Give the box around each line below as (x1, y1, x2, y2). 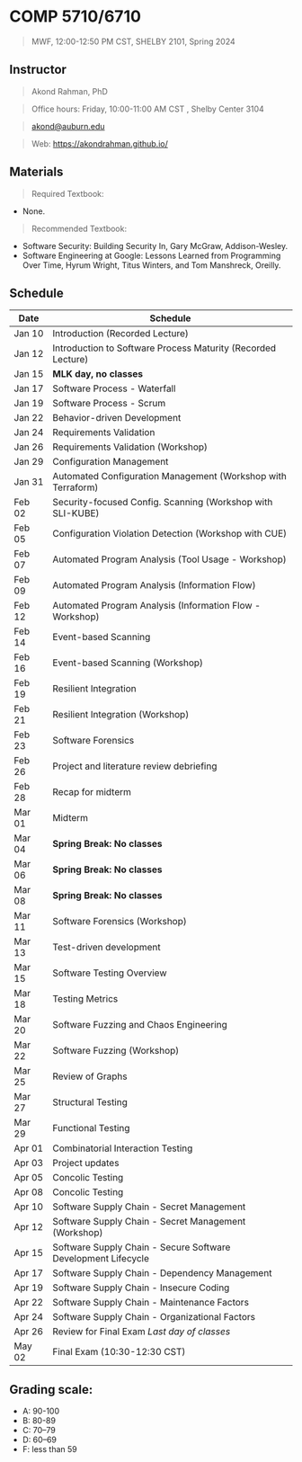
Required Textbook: (31, 188, 105, 199)
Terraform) (52, 481, 99, 494)
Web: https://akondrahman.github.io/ (31, 138, 168, 149)
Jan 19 (13, 397, 44, 410)
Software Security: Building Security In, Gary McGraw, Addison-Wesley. (22, 240, 289, 251)
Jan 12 (13, 348, 44, 361)
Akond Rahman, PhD (31, 85, 108, 96)
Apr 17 (13, 1267, 43, 1279)
